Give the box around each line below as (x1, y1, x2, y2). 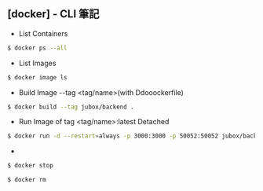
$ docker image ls (7, 73, 68, 81)
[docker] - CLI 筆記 (7, 7, 100, 21)
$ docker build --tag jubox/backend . (7, 103, 134, 111)
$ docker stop (7, 162, 54, 170)
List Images (18, 58, 57, 68)
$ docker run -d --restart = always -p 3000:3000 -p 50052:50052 (7, 132, 219, 140)
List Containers (18, 28, 68, 38)
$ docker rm (7, 176, 46, 184)
